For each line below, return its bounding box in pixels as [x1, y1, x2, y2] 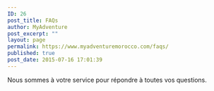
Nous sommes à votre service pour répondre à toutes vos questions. [7, 75, 207, 84]
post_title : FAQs [7, 17, 59, 24]
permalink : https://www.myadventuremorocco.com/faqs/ [7, 43, 170, 50]
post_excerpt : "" [7, 30, 59, 37]
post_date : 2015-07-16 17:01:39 [7, 56, 102, 63]
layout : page [7, 37, 46, 44]
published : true [7, 50, 55, 57]
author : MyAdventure [7, 23, 69, 30]
